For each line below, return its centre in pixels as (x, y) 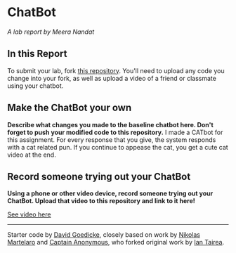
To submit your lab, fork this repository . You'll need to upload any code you (116, 70)
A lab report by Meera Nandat (51, 32)
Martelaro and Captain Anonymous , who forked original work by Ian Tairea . (116, 242)
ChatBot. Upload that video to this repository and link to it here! (101, 201)
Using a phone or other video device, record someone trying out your (110, 193)
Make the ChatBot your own (70, 108)
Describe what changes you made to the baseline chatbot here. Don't (111, 124)
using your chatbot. (35, 86)
